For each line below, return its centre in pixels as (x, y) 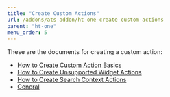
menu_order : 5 (27, 32)
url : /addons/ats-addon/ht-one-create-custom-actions (86, 20)
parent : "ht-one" (32, 26)
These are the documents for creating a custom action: (85, 52)
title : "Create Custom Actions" (53, 13)
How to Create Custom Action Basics (69, 65)
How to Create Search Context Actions (72, 80)
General (28, 87)
